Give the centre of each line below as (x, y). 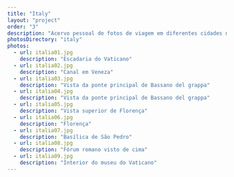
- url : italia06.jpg (43, 117)
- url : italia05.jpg (43, 105)
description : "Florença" (56, 124)
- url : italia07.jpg (43, 130)
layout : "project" (34, 20)
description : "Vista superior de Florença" (84, 111)
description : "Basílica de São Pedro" (76, 137)
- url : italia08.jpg (43, 144)
